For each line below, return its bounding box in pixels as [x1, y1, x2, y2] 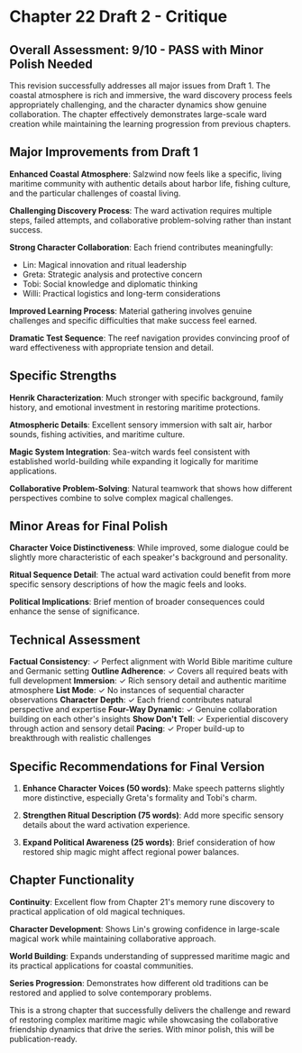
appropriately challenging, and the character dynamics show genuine [9, 99, 268, 110]
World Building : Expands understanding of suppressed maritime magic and [9, 950, 290, 961]
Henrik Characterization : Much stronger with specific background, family [9, 392, 284, 403]
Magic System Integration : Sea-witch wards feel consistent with [9, 446, 251, 457]
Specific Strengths [9, 368, 117, 384]
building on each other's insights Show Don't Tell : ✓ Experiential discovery [9, 714, 288, 725]
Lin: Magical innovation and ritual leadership [22, 259, 188, 270]
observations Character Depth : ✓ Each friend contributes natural [9, 694, 252, 705]
